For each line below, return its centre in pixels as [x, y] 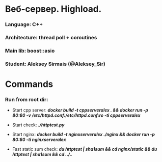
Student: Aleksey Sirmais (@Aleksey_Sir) [55, 64]
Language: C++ [24, 25]
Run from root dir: [27, 99]
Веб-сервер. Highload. [53, 9]
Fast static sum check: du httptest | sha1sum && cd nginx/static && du [84, 149]
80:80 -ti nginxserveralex [39, 140]
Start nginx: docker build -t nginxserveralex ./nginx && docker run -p [83, 135]
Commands [29, 84]
